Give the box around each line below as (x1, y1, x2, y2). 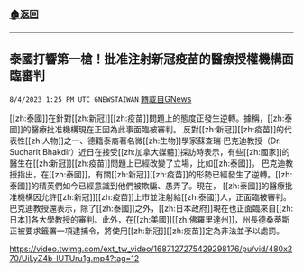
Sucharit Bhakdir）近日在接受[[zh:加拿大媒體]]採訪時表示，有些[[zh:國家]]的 (9, 147, 290, 158)
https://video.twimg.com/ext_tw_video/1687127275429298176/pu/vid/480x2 (9, 243, 293, 254)
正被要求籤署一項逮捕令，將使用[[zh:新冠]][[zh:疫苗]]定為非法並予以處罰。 (9, 225, 284, 236)
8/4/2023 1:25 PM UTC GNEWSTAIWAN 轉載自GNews (9, 94, 192, 105)
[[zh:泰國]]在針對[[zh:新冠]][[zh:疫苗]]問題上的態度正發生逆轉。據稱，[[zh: (9, 113, 285, 123)
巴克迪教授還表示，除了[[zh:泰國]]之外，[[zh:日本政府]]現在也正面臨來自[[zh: (9, 203, 294, 214)
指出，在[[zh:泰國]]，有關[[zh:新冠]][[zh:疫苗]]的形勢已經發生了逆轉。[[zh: (16, 169, 293, 180)
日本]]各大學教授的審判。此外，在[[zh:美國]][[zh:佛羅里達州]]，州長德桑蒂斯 (9, 214, 290, 225)
